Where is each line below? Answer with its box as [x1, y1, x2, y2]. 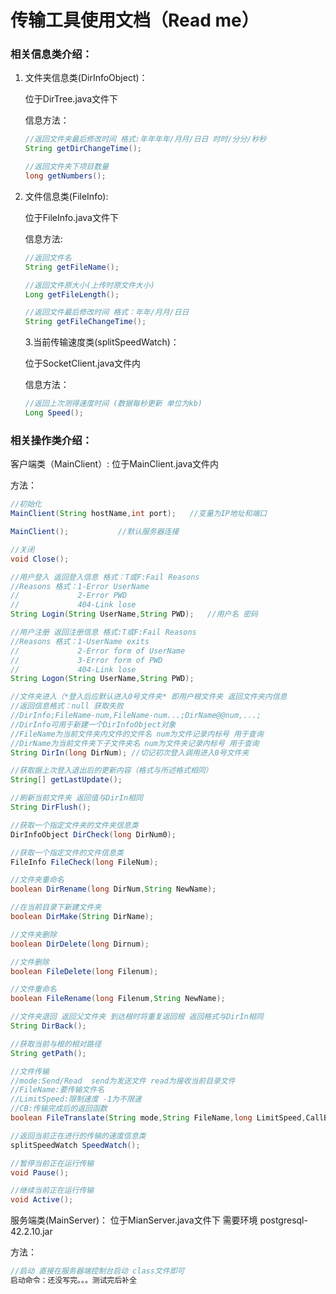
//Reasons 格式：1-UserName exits [10, 636, 150, 646]
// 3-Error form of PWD [10, 655, 163, 665]
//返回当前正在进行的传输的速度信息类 [10, 1131, 147, 1141]
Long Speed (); [24, 408, 84, 418]
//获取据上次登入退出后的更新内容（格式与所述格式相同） [10, 766, 213, 776]
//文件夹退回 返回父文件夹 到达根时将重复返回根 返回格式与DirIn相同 [10, 1012, 264, 1022]
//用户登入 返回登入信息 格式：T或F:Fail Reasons [10, 572, 200, 582]
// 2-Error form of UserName [10, 646, 186, 656]
